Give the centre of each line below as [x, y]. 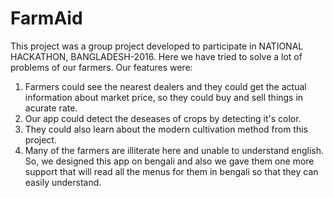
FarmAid [46, 18]
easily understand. [63, 182]
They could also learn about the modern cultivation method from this [166, 129]
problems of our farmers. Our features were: [101, 67]
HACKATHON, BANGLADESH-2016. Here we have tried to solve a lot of [156, 56]
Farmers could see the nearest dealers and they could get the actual [165, 86]
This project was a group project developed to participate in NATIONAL [157, 46]
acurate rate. [51, 108]
